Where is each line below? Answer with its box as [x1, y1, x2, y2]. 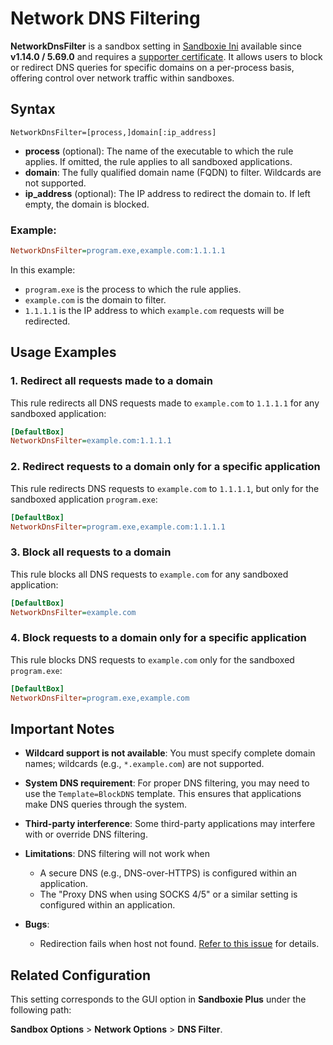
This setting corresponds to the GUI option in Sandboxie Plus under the [10, 993, 307, 1006]
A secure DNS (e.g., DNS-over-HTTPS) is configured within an [39, 867, 297, 879]
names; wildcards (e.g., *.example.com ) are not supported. [24, 758, 265, 770]
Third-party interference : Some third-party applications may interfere [24, 818, 316, 830]
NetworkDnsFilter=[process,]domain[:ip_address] [10, 127, 217, 137]
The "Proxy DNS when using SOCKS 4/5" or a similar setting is [39, 888, 298, 901]
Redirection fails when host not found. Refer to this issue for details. [39, 938, 320, 950]
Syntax [10, 101, 56, 118]
